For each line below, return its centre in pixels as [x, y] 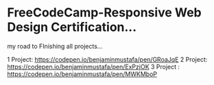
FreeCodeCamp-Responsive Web [104, 13]
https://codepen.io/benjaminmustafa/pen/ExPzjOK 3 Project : [94, 66]
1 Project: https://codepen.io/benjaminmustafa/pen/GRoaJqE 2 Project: [107, 59]
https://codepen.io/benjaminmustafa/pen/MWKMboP [82, 74]
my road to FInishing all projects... [55, 46]
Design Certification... [72, 27]
